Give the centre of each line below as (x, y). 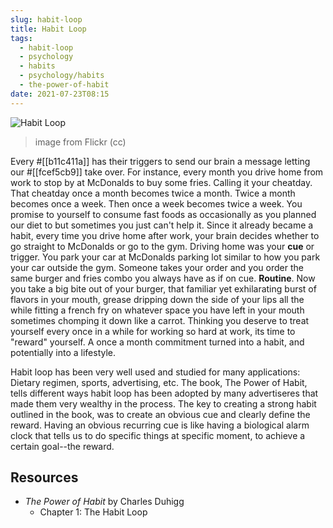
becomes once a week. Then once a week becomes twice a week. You (156, 203)
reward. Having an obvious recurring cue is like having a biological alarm (160, 425)
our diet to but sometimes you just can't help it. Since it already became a (162, 225)
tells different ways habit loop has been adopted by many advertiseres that (164, 393)
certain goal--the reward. (62, 446)
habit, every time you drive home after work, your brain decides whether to (165, 235)
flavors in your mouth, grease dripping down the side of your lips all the (157, 299)
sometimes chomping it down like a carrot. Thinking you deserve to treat (160, 320)
